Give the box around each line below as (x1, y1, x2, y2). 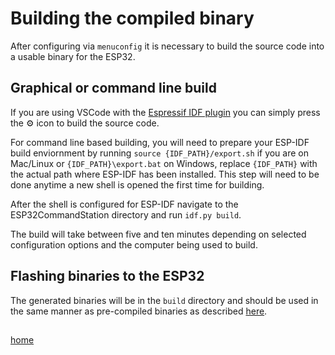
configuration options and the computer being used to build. (10, 238, 258, 251)
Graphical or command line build (10, 80, 217, 97)
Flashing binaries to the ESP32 (10, 268, 205, 285)
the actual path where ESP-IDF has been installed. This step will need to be (10, 168, 320, 180)
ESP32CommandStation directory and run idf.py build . (10, 208, 242, 221)
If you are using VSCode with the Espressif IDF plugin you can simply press (10, 106, 321, 118)
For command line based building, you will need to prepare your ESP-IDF (10, 136, 310, 148)
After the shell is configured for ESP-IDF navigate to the (10, 198, 239, 210)
